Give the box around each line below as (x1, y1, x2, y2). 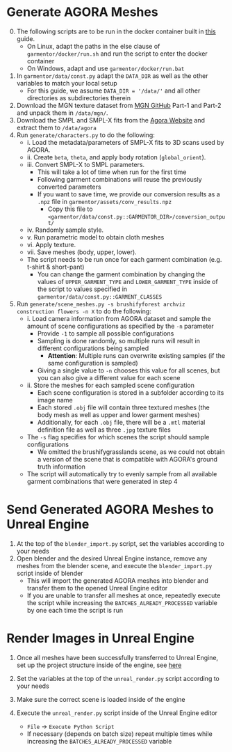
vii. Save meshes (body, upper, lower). (26, 248, 137, 256)
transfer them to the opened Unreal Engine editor (26, 583, 168, 592)
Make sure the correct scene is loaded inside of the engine (16, 695, 185, 703)
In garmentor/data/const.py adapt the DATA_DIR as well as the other (16, 71, 209, 80)
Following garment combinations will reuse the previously (37, 175, 202, 183)
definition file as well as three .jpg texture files (37, 425, 171, 434)
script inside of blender (16, 569, 84, 577)
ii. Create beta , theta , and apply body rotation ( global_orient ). (26, 152, 206, 161)
